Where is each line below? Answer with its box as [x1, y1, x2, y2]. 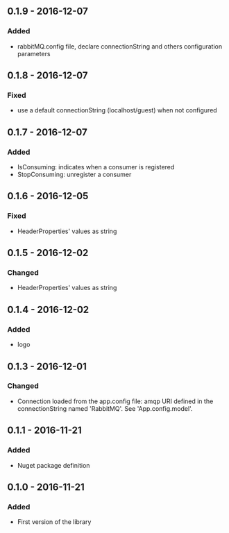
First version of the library [17, 518, 92, 526]
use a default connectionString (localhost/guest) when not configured [17, 106, 217, 115]
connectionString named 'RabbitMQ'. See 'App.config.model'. [17, 404, 193, 412]
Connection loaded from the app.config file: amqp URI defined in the [17, 397, 214, 405]
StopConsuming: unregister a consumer [17, 170, 132, 179]
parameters [17, 49, 51, 58]
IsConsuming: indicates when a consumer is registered [17, 163, 175, 171]
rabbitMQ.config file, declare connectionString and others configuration [17, 42, 223, 51]
